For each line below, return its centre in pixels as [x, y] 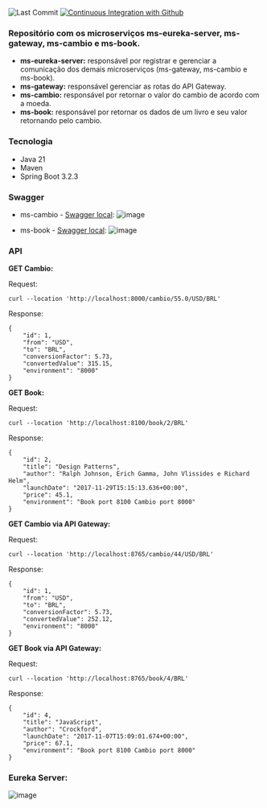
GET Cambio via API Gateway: [60, 524]
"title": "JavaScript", [63, 723]
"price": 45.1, [48, 495]
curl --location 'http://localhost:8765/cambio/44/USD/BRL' [111, 554]
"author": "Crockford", [63, 730]
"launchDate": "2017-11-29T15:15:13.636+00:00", [106, 488]
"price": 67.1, [48, 744]
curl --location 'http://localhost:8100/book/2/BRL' [99, 423]
